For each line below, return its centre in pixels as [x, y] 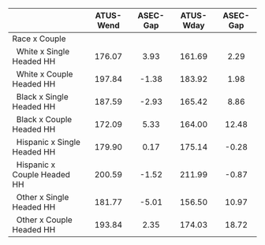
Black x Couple [44, 119]
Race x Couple [39, 39]
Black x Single [42, 97]
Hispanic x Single [49, 142]
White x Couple [45, 74]
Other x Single [43, 197]
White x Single [43, 52]
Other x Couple [44, 220]
